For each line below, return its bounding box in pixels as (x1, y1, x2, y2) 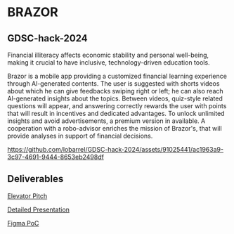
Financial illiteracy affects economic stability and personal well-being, (7, 51, 209, 59)
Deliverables (7, 173, 64, 185)
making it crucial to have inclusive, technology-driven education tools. (7, 58, 210, 67)
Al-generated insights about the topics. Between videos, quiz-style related (7, 94, 223, 103)
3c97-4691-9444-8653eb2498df (7, 152, 104, 161)
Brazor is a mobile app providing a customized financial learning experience (7, 72, 227, 80)
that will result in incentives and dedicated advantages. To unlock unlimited (7, 110, 225, 117)
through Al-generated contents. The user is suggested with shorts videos (7, 79, 220, 88)
